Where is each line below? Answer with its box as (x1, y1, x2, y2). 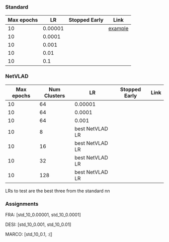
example (108, 25, 129, 32)
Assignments (5, 200, 39, 207)
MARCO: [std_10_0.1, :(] (5, 231, 53, 237)
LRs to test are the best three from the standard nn (5, 188, 110, 194)
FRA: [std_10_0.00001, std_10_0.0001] (5, 211, 81, 217)
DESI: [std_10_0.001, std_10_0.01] (5, 221, 71, 227)
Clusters (44, 92, 65, 99)
